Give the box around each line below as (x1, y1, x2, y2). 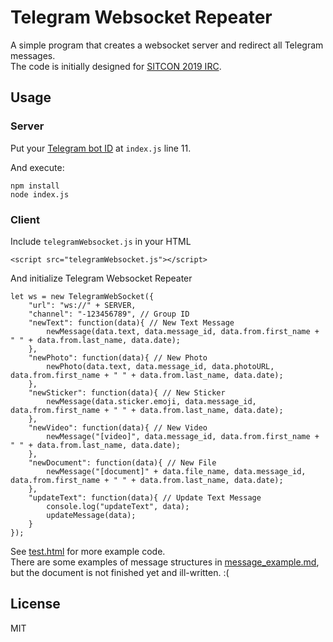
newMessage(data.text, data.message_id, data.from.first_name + (46, 326, 320, 336)
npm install (10, 181, 60, 191)
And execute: (10, 161, 65, 173)
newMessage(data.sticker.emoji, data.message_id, (46, 396, 257, 406)
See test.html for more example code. (10, 545, 166, 557)
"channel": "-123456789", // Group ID (28, 309, 190, 319)
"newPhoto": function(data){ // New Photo (28, 352, 208, 363)
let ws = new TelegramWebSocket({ (10, 291, 155, 301)
